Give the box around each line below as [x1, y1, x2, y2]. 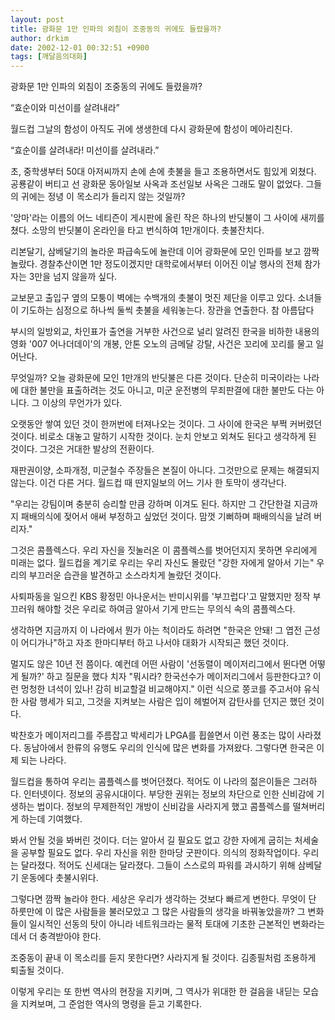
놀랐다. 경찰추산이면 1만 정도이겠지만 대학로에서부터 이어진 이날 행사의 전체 [10, 258, 303, 270]
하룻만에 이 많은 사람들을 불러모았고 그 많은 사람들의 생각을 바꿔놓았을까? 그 [10, 906, 306, 918]
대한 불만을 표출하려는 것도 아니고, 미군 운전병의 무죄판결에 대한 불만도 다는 [20, 384, 315, 396]
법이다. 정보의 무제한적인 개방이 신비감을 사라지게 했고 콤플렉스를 [36, 801, 291, 813]
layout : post [10, 14, 65, 25]
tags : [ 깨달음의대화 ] [10, 52, 88, 62]
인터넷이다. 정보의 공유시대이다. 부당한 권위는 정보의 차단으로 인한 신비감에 [23, 788, 315, 800]
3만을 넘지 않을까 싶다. [28, 271, 118, 283]
